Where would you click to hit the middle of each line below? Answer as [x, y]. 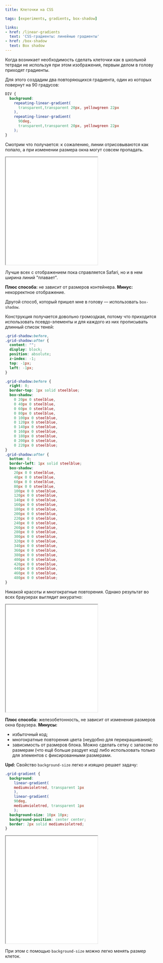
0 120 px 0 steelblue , [36, 423]
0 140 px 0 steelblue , [36, 427]
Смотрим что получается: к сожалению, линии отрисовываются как [77, 144]
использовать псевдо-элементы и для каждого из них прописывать [77, 321]
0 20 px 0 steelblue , [35, 400]
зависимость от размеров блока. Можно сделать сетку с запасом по [85, 745]
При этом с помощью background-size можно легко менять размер [76, 951]
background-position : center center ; [48, 819]
